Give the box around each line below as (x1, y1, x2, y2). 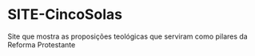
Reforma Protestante (7, 39, 76, 49)
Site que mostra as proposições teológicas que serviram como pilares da (7, 32, 249, 41)
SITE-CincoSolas (7, 6, 123, 24)
